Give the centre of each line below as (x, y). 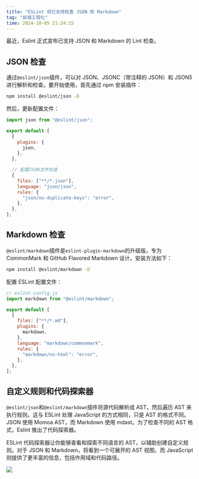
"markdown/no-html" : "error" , (60, 354)
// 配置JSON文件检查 (35, 170)
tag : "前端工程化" (27, 17)
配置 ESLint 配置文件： (34, 281)
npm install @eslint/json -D (43, 96)
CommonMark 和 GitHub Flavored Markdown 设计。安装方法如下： (89, 258)
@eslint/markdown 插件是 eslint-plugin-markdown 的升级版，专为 (84, 250)
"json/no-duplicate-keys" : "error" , (68, 198)
